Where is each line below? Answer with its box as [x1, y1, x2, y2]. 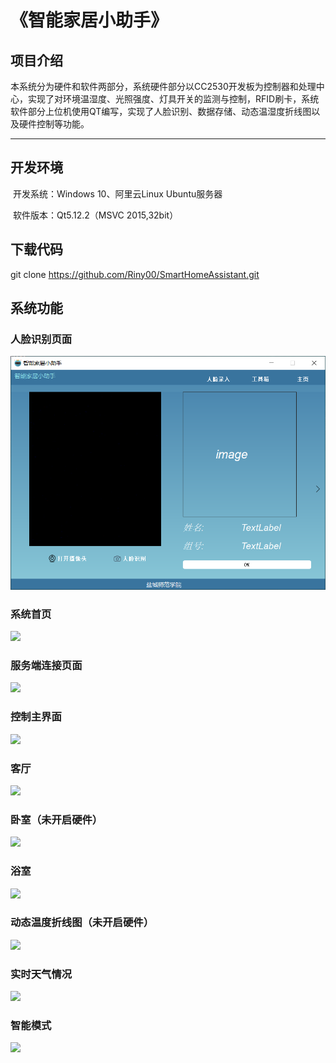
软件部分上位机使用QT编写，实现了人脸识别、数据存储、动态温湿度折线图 [10, 106, 312, 117]
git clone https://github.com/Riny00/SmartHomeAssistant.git [10, 268, 260, 280]
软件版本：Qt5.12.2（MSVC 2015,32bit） [12, 209, 179, 221]
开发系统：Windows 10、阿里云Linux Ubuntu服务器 [12, 187, 223, 200]
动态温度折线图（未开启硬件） [10, 916, 155, 930]
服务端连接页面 [10, 658, 83, 672]
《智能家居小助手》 [10, 9, 169, 32]
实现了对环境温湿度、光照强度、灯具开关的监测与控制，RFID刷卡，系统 [27, 93, 320, 105]
